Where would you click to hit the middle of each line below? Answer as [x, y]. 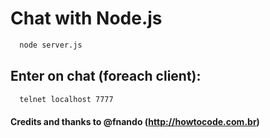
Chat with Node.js [86, 18]
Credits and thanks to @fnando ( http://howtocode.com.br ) [135, 122]
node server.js [51, 45]
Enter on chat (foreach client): [106, 76]
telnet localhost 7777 [66, 99]
